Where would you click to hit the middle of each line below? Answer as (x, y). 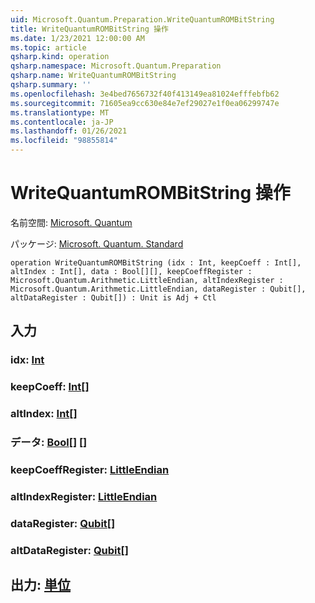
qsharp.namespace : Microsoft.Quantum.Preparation (116, 66)
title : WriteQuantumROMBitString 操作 (89, 29)
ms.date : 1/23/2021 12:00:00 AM (77, 38)
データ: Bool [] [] (49, 443)
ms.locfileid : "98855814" (64, 141)
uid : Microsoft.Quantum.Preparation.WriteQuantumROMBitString (142, 19)
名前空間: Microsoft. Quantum (71, 222)
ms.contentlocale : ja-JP (62, 122)
